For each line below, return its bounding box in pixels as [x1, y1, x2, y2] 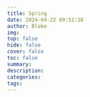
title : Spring [7, 10, 48, 17]
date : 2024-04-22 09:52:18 [7, 16, 84, 23]
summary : [7, 61, 32, 68]
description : [7, 67, 44, 74]
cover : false [7, 48, 44, 55]
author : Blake [7, 23, 48, 29]
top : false [7, 36, 38, 42]
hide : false [7, 42, 41, 48]
